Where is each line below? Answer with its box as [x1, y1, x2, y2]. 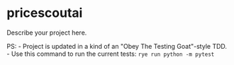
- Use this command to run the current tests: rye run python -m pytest [6, 49, 215, 58]
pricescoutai [6, 5, 83, 21]
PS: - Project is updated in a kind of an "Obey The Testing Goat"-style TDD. [6, 42, 228, 50]
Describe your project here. [6, 28, 87, 37]
